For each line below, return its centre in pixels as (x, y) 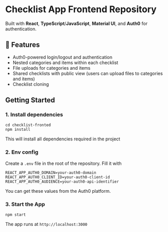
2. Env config (22, 152)
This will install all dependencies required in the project (63, 139)
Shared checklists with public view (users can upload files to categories (88, 73)
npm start (16, 215)
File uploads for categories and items (52, 68)
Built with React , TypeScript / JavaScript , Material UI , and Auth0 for (76, 23)
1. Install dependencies (34, 114)
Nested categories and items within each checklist (65, 63)
